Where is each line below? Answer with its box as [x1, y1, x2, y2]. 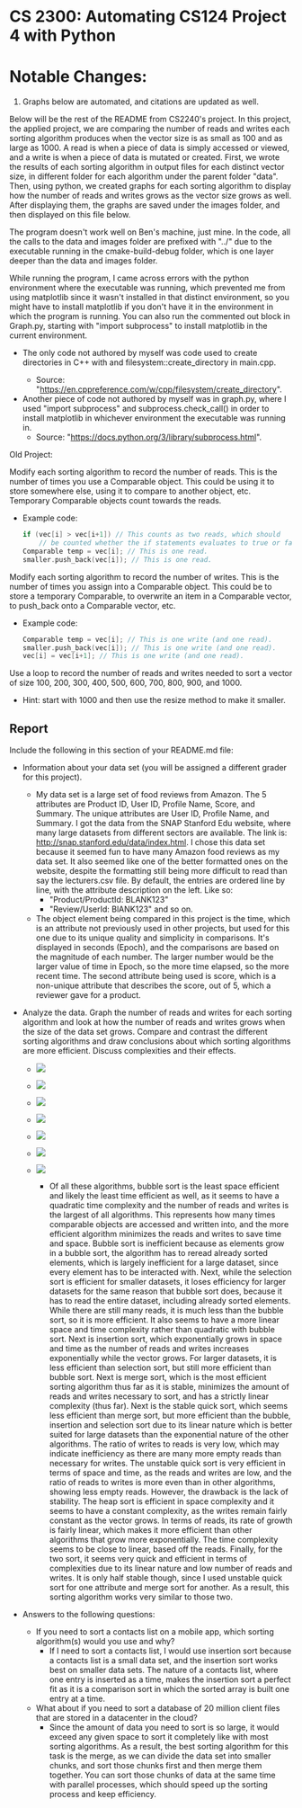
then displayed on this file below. [9, 209, 131, 220]
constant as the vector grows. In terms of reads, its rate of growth [49, 1515, 294, 1526]
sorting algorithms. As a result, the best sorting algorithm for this [49, 1741, 289, 1752]
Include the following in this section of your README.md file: [9, 744, 234, 756]
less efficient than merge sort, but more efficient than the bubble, [49, 1410, 291, 1421]
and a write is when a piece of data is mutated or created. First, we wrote [9, 152, 280, 163]
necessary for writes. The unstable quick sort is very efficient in [49, 1458, 286, 1469]
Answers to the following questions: [22, 1609, 155, 1620]
